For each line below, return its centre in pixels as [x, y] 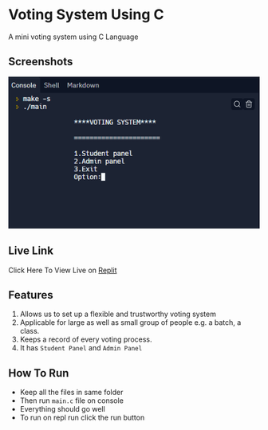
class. [30, 331]
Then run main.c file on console [71, 401]
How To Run [39, 373]
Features [31, 295]
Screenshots [41, 62]
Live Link [31, 251]
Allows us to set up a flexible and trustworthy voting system [118, 314]
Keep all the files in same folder [71, 393]
